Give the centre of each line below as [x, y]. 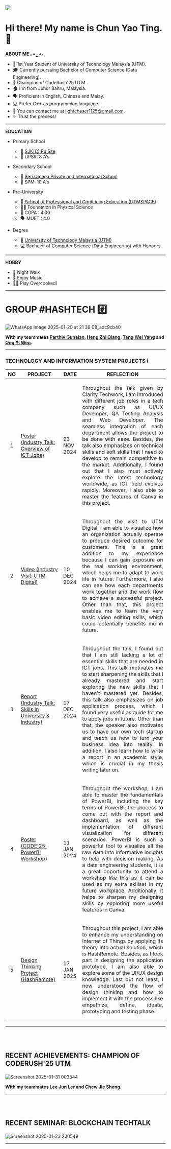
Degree [21, 230]
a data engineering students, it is [123, 865]
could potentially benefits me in [123, 624]
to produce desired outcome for [123, 541]
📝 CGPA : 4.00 [35, 213]
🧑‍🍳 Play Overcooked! [35, 283]
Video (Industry [39, 570]
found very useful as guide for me [123, 713]
